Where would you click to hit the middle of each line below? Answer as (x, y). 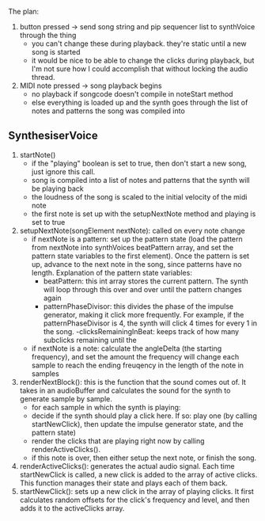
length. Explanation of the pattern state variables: (112, 272)
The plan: (24, 11)
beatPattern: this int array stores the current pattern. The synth (146, 281)
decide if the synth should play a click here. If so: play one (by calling (144, 416)
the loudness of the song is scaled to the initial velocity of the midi (139, 196)
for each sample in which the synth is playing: (106, 407)
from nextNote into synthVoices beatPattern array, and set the (132, 247)
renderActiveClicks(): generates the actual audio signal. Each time (127, 466)
